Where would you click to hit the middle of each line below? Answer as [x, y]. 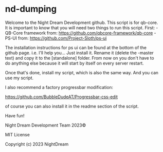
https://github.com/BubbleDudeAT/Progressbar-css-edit [62, 97]
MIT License [18, 134]
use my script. [19, 78]
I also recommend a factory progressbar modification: [59, 87]
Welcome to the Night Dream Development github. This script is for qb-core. [81, 22]
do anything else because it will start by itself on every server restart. [74, 63]
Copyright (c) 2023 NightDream [37, 144]
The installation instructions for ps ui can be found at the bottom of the [76, 47]
